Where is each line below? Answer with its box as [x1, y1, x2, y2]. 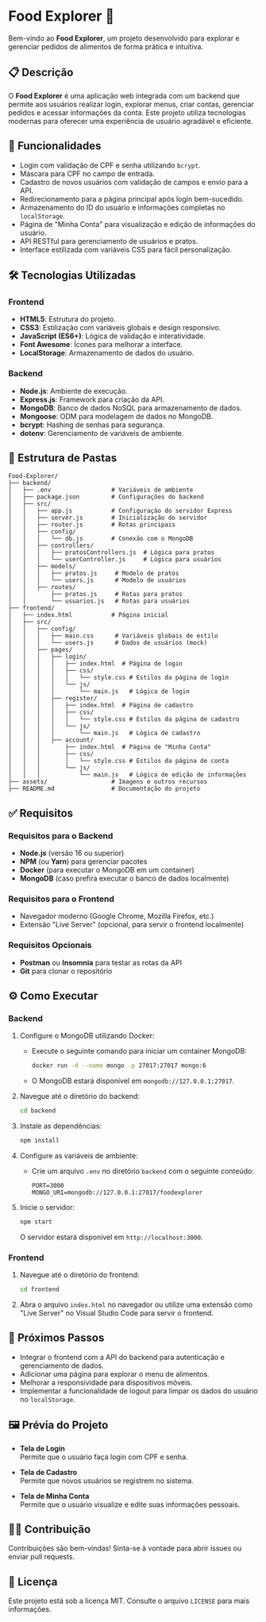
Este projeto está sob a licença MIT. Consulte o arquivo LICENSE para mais [8, 1596, 250, 1606]
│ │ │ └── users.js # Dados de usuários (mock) [8, 639, 208, 647]
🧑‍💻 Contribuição [8, 1523, 91, 1536]
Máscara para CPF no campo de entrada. [19, 168, 155, 178]
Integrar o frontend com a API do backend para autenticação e [19, 1352, 225, 1362]
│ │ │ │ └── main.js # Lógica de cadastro [8, 730, 201, 738]
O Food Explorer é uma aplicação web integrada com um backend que [8, 91, 241, 100]
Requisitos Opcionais [8, 940, 93, 951]
